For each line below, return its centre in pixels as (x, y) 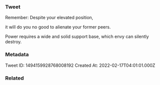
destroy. (14, 42)
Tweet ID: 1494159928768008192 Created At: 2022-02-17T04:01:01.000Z (80, 65)
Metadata (17, 55)
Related (15, 78)
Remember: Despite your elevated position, (49, 18)
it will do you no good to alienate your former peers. (58, 27)
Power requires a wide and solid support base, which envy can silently (77, 37)
